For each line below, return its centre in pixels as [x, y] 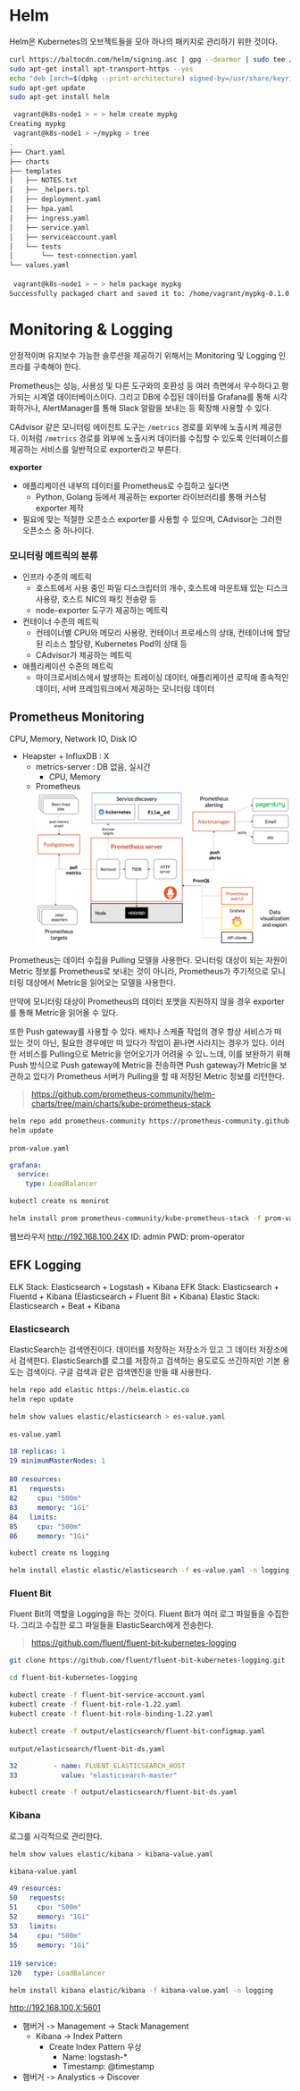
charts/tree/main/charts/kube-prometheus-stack [121, 1103]
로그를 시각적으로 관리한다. [56, 1836]
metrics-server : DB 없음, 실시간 [93, 766]
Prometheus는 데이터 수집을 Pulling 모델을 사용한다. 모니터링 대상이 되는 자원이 [149, 960]
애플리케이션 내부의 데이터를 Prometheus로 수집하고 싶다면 [125, 485]
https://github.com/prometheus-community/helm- [123, 1094]
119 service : [33, 1964]
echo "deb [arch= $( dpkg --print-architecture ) [97, 78]
